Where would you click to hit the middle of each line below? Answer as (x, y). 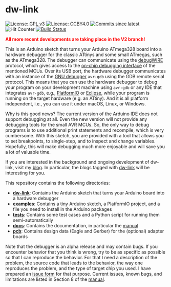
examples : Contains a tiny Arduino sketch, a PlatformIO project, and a (86, 204)
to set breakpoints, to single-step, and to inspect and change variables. (80, 141)
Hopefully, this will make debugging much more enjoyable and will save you (85, 146)
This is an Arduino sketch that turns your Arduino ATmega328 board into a (84, 49)
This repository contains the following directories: (58, 183)
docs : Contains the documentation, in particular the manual (75, 225)
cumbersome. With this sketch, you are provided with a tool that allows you (84, 135)
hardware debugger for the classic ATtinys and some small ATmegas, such (84, 55)
